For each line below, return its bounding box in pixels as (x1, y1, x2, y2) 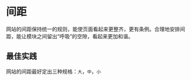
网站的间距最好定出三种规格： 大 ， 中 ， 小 (6, 68, 101, 75)
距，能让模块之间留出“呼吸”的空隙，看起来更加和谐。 (6, 32, 134, 39)
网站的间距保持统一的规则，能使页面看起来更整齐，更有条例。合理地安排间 (6, 26, 185, 32)
